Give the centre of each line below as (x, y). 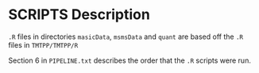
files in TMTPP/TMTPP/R (43, 44)
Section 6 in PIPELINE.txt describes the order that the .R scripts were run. (130, 60)
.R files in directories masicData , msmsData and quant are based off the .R (126, 36)
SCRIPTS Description (79, 15)
